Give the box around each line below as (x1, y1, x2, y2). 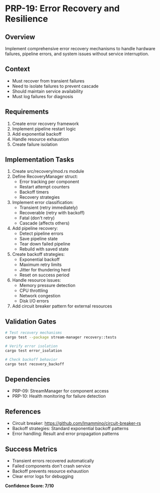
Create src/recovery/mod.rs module (12, 168, 84, 174)
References (5, 407, 41, 415)
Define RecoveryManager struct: (12, 174, 78, 180)
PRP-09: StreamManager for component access (12, 388, 109, 394)
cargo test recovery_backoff (5, 362, 64, 367)
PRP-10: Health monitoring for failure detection (12, 393, 106, 399)
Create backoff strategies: (12, 251, 65, 257)
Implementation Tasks (5, 156, 74, 164)
